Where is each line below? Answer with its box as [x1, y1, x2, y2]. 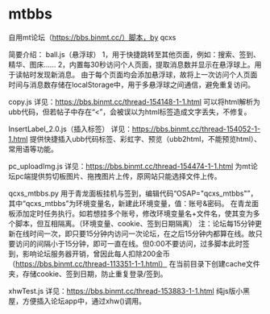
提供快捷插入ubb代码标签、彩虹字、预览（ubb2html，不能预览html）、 [29, 134, 262, 143]
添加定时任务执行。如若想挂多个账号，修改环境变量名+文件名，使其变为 [15, 209, 254, 218]
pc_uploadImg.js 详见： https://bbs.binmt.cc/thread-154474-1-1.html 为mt [8, 161, 251, 171]
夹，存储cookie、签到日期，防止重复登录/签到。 [8, 269, 168, 279]
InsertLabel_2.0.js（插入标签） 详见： [8, 124, 133, 134]
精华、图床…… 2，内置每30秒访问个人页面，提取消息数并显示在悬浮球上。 [8, 60, 255, 69]
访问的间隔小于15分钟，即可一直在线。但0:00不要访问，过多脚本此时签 [15, 238, 250, 248]
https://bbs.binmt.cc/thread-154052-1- [131, 124, 260, 134]
